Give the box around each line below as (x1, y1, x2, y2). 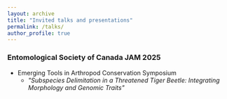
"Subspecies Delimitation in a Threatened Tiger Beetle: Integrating (27, 76, 220, 84)
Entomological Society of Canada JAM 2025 (7, 53, 161, 63)
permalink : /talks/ (7, 23, 64, 30)
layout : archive (7, 10, 55, 17)
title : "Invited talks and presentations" (7, 17, 133, 24)
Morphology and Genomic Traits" (27, 83, 125, 91)
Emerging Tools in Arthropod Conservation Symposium (17, 68, 177, 77)
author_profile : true (7, 29, 71, 37)
